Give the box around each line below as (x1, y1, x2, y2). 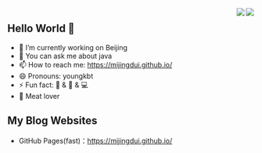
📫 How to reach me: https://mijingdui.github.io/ (18, 60, 173, 69)
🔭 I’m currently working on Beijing (18, 42, 128, 52)
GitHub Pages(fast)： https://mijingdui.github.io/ (18, 136, 173, 145)
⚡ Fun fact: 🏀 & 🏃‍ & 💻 (18, 80, 89, 89)
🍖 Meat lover (18, 91, 60, 100)
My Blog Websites (7, 114, 98, 128)
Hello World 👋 (7, 22, 75, 35)
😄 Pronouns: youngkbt (18, 71, 94, 81)
